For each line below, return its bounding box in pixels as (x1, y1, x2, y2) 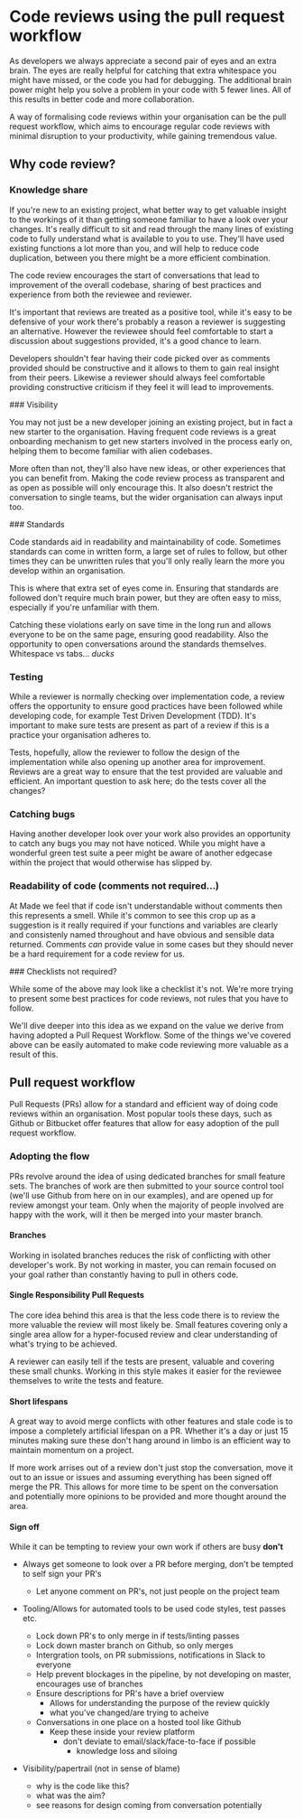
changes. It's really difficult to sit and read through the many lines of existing (9, 223, 294, 234)
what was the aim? (35, 1790, 106, 1801)
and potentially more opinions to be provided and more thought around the (9, 1491, 287, 1502)
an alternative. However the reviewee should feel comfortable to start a (9, 325, 273, 336)
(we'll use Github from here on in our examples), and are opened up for (9, 1189, 274, 1200)
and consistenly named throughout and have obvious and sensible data (9, 928, 275, 940)
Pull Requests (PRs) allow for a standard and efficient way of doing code (9, 1099, 279, 1110)
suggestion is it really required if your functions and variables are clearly (9, 919, 279, 930)
